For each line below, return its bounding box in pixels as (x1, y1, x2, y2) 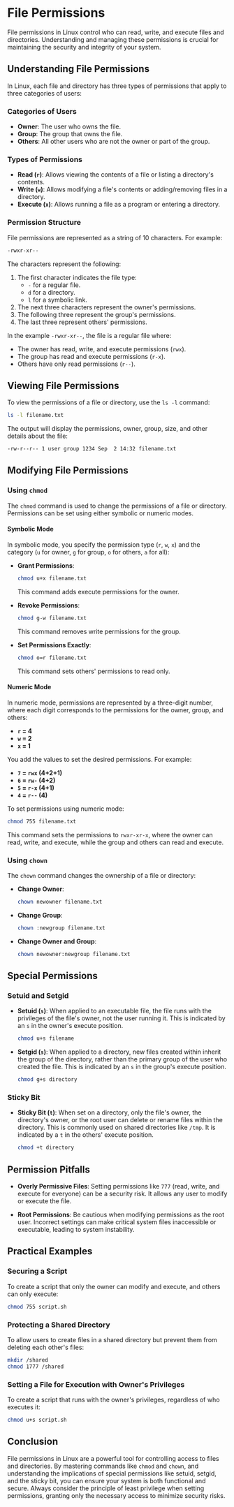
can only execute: (7, 1290, 59, 1298)
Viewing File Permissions (7, 379, 120, 392)
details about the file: (7, 432, 68, 441)
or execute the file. (17, 1197, 72, 1205)
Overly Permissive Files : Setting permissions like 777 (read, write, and (17, 1182, 220, 1191)
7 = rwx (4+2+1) (17, 768, 63, 777)
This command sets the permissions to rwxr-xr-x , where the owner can (7, 830, 213, 839)
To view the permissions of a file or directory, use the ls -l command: (7, 398, 210, 406)
